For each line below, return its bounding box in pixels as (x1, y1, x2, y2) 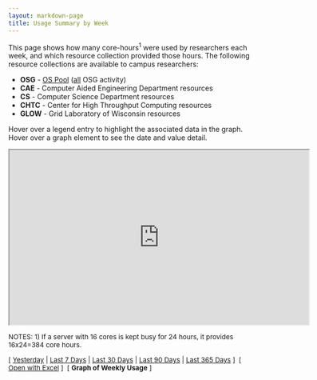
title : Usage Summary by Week (8, 19, 109, 27)
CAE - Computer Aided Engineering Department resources (19, 83, 213, 93)
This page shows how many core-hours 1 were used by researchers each (8, 41, 248, 52)
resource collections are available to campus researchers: (8, 59, 199, 69)
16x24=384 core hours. (8, 341, 82, 350)
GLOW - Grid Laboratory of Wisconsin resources (19, 109, 181, 118)
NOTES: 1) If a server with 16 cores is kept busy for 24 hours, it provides (8, 333, 234, 342)
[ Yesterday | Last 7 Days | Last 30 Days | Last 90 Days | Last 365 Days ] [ (8, 355, 242, 365)
